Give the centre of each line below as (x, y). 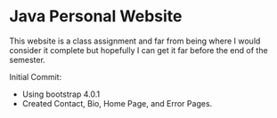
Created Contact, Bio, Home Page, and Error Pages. (117, 103)
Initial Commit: (36, 76)
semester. (28, 59)
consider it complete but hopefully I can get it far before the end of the (139, 50)
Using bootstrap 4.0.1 (61, 94)
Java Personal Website (96, 16)
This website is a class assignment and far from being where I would (135, 41)
